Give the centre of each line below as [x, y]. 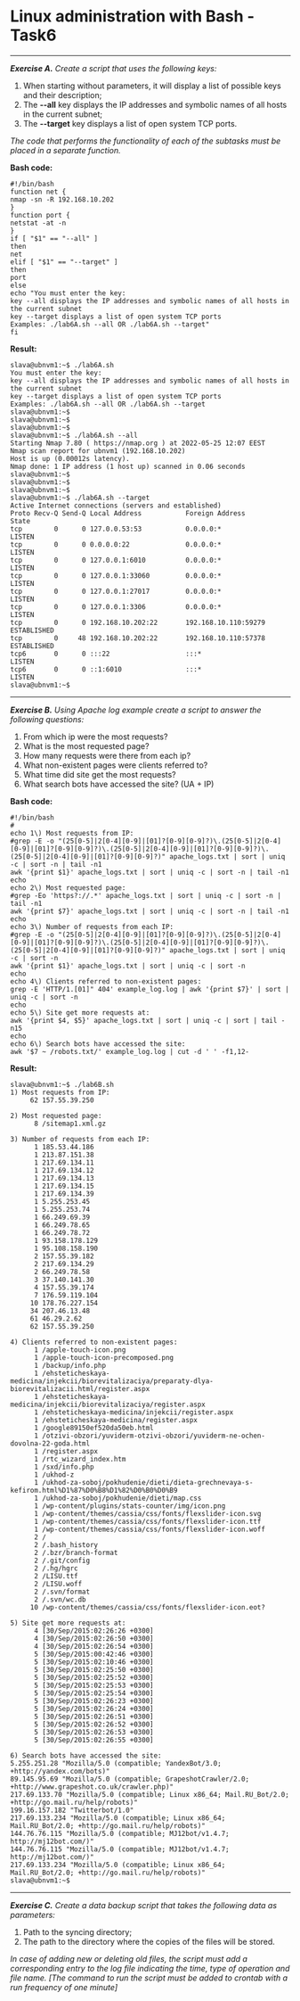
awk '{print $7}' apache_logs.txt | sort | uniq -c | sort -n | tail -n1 [150, 911]
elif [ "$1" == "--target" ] [64, 262]
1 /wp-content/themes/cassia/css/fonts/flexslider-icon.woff [150, 1529]
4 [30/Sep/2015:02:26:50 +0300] [93, 1638]
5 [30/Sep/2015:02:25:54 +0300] [93, 1693]
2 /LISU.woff [58, 1584]
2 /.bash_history [66, 1544]
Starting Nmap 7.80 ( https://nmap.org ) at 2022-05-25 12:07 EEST [138, 443]
